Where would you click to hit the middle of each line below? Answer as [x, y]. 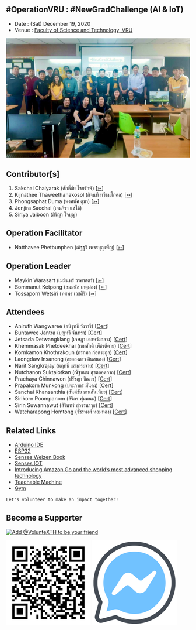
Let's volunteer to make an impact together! [62, 500]
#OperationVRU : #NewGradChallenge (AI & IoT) [95, 10]
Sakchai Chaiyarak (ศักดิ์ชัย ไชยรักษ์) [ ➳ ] [59, 188]
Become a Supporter [44, 518]
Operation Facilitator [44, 233]
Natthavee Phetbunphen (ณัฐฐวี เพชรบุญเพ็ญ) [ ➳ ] [69, 247]
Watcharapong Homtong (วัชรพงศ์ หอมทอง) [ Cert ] [71, 412]
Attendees [25, 312]
